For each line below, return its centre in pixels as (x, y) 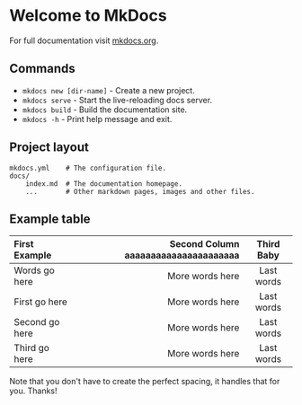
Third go (31, 348)
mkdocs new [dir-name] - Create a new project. (108, 90)
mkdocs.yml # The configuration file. (88, 168)
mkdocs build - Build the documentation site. (105, 110)
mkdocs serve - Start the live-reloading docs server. (117, 100)
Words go (35, 270)
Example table (50, 219)
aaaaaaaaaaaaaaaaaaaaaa (182, 255)
